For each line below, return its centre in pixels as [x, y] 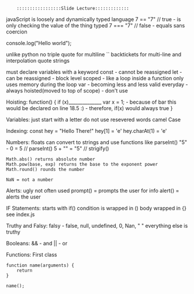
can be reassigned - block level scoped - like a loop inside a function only [95, 78]
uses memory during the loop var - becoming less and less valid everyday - [97, 84]
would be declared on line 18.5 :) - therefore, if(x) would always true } [89, 108]
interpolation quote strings [38, 61]
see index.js [20, 214]
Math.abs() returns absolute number [51, 159]
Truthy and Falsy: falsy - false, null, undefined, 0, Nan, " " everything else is [97, 226]
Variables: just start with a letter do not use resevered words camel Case [93, 119]
